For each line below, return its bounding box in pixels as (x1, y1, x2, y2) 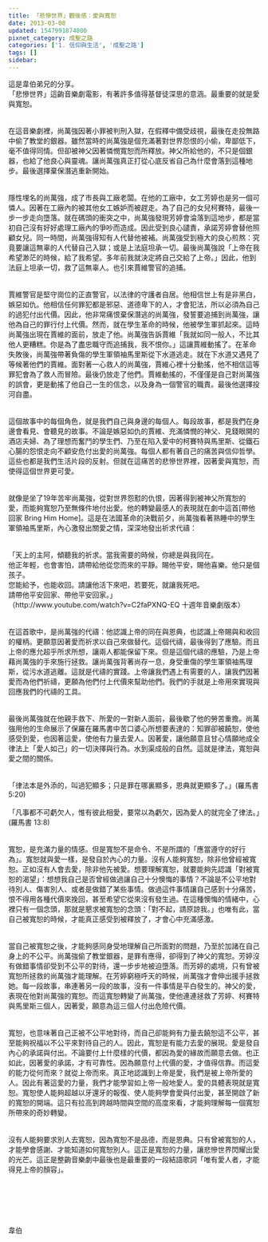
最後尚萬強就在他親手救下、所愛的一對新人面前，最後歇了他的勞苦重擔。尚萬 (8, 714, 260, 723)
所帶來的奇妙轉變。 (8, 1107, 72, 1117)
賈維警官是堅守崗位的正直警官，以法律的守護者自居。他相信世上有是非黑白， (8, 289, 260, 299)
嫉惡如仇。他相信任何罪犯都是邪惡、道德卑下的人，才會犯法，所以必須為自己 (8, 299, 260, 309)
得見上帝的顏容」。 (8, 1165, 68, 1174)
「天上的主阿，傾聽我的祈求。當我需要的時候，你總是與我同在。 (8, 550, 218, 560)
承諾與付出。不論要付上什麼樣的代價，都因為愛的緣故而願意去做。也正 (29, 1047, 260, 1058)
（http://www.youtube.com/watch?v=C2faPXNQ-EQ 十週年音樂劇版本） (8, 599, 245, 609)
